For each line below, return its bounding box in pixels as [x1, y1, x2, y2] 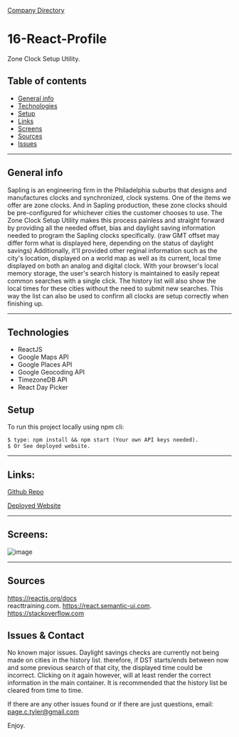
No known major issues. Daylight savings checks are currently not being [7, 648, 219, 657]
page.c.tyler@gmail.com [7, 708, 80, 716]
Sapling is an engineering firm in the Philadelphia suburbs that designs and [7, 185, 227, 194]
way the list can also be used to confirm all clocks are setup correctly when [7, 291, 229, 300]
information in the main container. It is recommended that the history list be [7, 679, 228, 687]
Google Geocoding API [17, 368, 85, 377]
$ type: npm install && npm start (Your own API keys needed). [7, 437, 199, 444]
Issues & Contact [7, 629, 85, 642]
